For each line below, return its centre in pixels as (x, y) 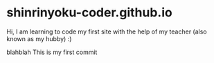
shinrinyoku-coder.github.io (89, 13)
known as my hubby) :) (39, 38)
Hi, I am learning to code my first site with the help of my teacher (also (107, 32)
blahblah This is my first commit (52, 52)
